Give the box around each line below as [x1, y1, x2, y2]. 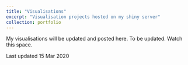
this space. [6, 41, 33, 48]
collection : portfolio [6, 19, 61, 25]
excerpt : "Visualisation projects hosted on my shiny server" [6, 14, 161, 20]
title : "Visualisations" [6, 8, 67, 15]
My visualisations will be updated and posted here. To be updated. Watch [6, 35, 183, 42]
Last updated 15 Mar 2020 [6, 53, 69, 60]
